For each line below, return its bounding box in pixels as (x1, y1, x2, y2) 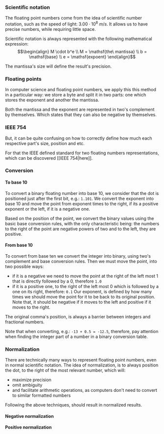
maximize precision (12, 377, 51, 383)
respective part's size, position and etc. (5, 140, 85, 146)
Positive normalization (5, 424, 52, 430)
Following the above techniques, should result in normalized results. (5, 402, 142, 408)
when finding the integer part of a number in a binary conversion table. (5, 334, 148, 339)
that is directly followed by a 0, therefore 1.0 (12, 278, 102, 284)
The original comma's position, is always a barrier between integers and (5, 313, 151, 319)
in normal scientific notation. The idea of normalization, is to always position (5, 362, 159, 368)
